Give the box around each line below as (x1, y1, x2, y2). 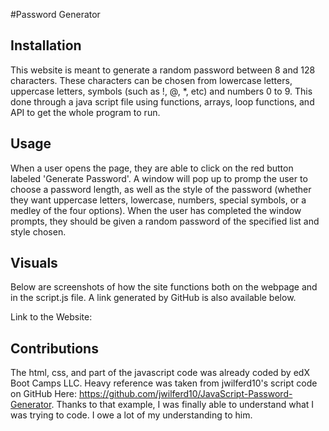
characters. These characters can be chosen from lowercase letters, (10, 74, 293, 86)
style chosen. (10, 225, 67, 238)
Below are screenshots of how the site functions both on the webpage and (10, 281, 318, 293)
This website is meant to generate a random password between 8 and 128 (10, 64, 316, 76)
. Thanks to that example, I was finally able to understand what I (51, 399, 315, 411)
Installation (10, 37, 82, 54)
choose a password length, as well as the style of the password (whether (10, 183, 312, 195)
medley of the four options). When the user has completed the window (10, 204, 302, 216)
